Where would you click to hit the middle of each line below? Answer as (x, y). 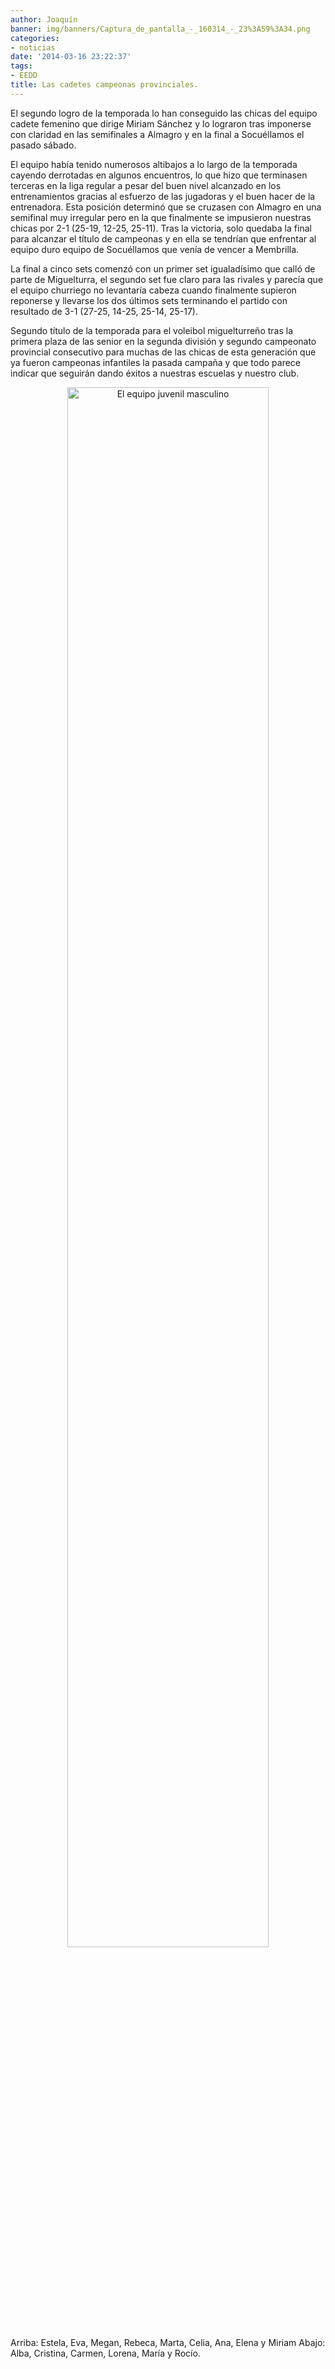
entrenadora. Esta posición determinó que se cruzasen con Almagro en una (166, 207)
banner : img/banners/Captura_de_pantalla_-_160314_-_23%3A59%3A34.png (160, 29)
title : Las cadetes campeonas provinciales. (104, 85)
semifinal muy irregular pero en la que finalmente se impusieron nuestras (161, 217)
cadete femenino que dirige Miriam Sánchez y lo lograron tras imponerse (161, 123)
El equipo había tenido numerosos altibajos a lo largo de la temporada (154, 164)
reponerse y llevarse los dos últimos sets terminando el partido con (149, 300)
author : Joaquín (44, 19)
